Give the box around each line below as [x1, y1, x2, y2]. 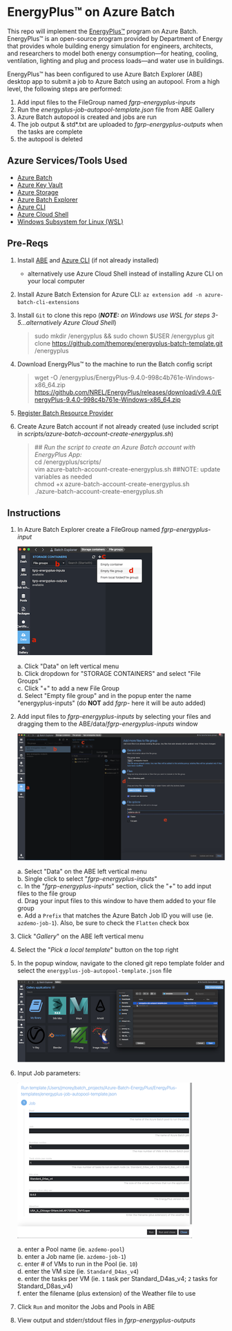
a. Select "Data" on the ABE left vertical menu [17, 867, 147, 876]
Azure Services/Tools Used [7, 155, 128, 167]
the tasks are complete [17, 127, 83, 136]
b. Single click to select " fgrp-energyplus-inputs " [17, 875, 157, 883]
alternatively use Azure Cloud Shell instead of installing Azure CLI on [27, 269, 223, 278]
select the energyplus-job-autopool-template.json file [17, 967, 173, 975]
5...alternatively [17, 318, 62, 326]
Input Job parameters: [17, 1069, 81, 1078]
